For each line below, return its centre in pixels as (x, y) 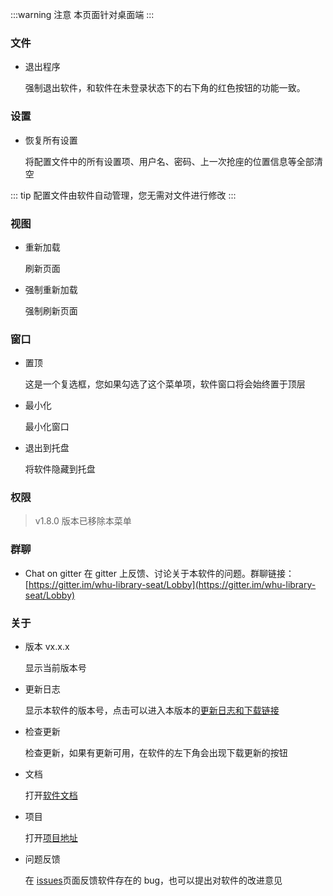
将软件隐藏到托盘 (60, 469)
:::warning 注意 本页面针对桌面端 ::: (82, 14)
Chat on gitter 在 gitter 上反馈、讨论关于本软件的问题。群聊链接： (159, 573)
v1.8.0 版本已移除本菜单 (83, 521)
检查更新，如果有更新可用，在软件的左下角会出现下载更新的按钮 (156, 753)
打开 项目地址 (51, 838)
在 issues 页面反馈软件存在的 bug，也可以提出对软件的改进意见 (153, 880)
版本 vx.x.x (47, 647)
